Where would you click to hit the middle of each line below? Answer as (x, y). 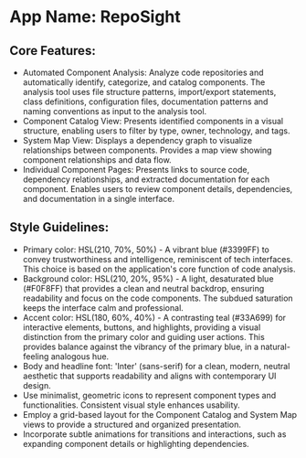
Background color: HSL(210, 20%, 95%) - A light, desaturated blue (148, 278)
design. (37, 385)
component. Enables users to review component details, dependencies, (158, 189)
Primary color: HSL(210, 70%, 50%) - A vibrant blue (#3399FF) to (146, 250)
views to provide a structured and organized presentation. (132, 424)
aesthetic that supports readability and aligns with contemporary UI (149, 376)
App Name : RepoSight (95, 17)
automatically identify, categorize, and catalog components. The (144, 82)
